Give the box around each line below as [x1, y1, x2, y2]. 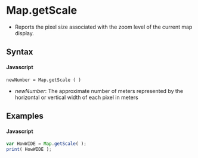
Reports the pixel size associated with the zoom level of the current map [14, 23, 193, 30]
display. [14, 29, 35, 36]
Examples [6, 111, 44, 121]
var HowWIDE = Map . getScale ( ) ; [6, 141, 86, 147]
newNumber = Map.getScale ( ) [6, 77, 82, 83]
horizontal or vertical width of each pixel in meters [14, 94, 138, 101]
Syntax [6, 47, 33, 57]
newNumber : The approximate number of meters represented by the [14, 87, 184, 94]
